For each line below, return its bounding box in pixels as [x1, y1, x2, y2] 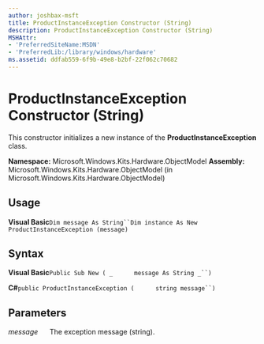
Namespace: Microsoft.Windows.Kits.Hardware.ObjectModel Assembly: [8, 156, 245, 166]
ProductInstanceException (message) [8, 225, 128, 233]
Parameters [8, 306, 67, 319]
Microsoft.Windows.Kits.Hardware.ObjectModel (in [8, 164, 173, 174]
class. [8, 141, 28, 150]
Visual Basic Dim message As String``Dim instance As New [8, 217, 198, 226]
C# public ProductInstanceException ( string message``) [8, 283, 216, 293]
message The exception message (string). [8, 327, 155, 337]
